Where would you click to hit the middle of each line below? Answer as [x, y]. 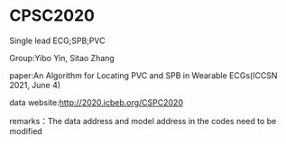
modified [26, 130]
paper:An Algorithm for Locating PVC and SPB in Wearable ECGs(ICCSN [143, 75]
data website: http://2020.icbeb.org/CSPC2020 [96, 102]
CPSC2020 [52, 16]
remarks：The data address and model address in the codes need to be [143, 121]
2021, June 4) [35, 85]
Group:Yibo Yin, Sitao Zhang [62, 58]
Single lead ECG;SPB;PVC [57, 40]
